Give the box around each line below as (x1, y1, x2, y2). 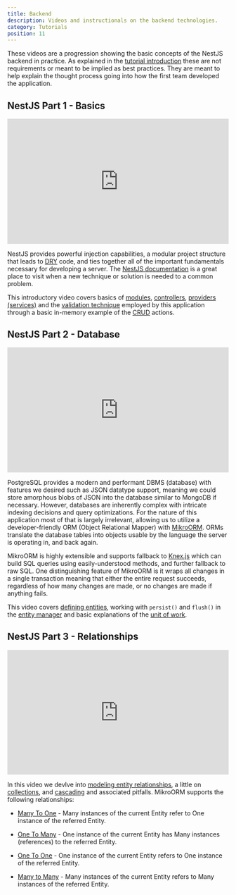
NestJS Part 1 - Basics (7, 99, 105, 111)
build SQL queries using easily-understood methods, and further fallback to (7, 559, 226, 567)
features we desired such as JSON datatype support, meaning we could (7, 486, 216, 494)
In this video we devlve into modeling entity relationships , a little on (7, 780, 202, 789)
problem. (7, 279, 34, 288)
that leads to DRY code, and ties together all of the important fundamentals (7, 257, 225, 265)
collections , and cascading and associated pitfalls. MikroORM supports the (7, 788, 224, 796)
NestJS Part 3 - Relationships (7, 631, 139, 643)
